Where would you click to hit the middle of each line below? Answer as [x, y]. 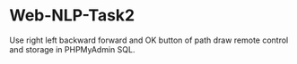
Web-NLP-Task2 [72, 16]
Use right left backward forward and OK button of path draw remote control [149, 40]
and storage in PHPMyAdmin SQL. [72, 49]
